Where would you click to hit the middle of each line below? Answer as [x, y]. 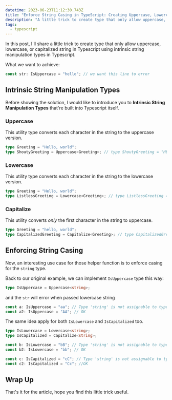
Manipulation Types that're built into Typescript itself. [62, 108]
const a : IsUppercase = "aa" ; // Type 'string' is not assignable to [81, 307]
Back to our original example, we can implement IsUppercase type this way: [84, 278]
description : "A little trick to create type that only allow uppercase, [86, 20]
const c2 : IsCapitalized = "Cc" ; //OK [47, 364]
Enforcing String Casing [44, 250]
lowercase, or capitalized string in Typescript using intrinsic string [75, 49]
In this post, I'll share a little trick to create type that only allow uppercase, [83, 44]
